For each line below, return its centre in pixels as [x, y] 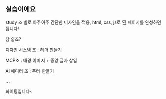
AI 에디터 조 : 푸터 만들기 [30, 71]
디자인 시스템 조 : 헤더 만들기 [34, 50]
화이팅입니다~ [19, 91]
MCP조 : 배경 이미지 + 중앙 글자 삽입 [41, 60]
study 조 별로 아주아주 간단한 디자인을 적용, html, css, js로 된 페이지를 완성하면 [84, 22]
